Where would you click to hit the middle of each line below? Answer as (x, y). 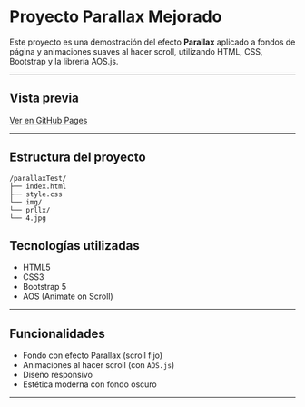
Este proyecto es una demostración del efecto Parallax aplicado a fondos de (152, 42)
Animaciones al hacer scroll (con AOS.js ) (98, 365)
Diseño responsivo (58, 375)
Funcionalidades (58, 333)
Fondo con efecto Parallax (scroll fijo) (93, 355)
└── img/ (26, 202)
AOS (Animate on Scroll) (68, 296)
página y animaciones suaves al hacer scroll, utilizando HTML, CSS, (136, 51)
